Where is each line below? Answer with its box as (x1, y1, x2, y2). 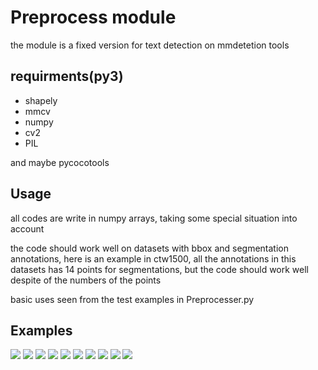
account (10, 222, 45, 235)
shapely (24, 94, 58, 106)
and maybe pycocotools (10, 156, 110, 168)
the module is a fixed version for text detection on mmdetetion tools (10, 39, 290, 51)
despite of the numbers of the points (10, 274, 162, 286)
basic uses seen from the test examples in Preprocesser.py (10, 293, 255, 305)
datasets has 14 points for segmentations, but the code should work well (10, 263, 310, 275)
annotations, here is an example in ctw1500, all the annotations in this (10, 252, 297, 265)
